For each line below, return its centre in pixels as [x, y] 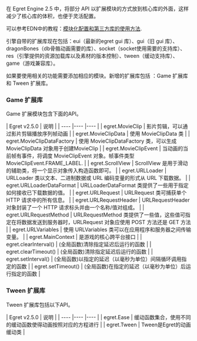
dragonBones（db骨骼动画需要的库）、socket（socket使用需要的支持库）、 [96, 48]
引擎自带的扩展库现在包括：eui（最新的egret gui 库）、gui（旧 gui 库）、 [92, 41]
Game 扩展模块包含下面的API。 [44, 114]
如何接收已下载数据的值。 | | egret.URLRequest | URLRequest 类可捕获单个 [96, 193]
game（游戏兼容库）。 [32, 63]
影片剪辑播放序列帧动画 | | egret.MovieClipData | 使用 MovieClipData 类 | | [100, 134]
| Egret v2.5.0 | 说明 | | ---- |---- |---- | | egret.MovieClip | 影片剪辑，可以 [95, 126]
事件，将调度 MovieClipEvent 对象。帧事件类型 [78, 156]
